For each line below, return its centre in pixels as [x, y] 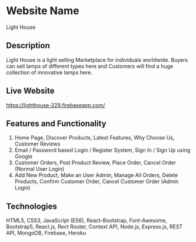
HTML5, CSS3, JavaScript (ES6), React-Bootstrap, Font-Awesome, [87, 221]
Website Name [43, 11]
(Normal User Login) [39, 169]
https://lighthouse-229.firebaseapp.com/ [56, 105]
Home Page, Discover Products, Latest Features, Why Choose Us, [94, 138]
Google [24, 157]
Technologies [32, 206]
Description [28, 46]
